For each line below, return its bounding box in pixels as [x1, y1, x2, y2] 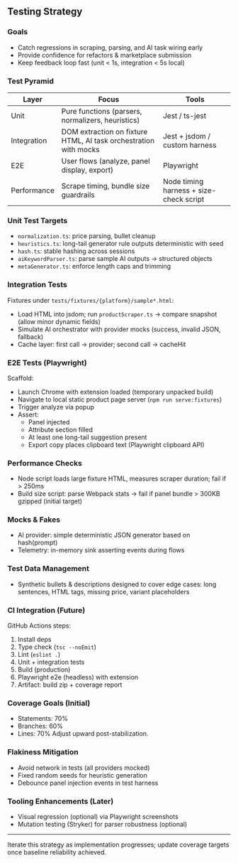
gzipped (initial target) [17, 497, 83, 505]
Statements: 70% [17, 714, 69, 723]
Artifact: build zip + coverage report [17, 680, 123, 689]
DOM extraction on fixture [61, 127, 148, 136]
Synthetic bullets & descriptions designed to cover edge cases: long [17, 579, 217, 589]
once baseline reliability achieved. [7, 847, 107, 856]
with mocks [61, 144, 100, 154]
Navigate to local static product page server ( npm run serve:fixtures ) [17, 395, 222, 404]
